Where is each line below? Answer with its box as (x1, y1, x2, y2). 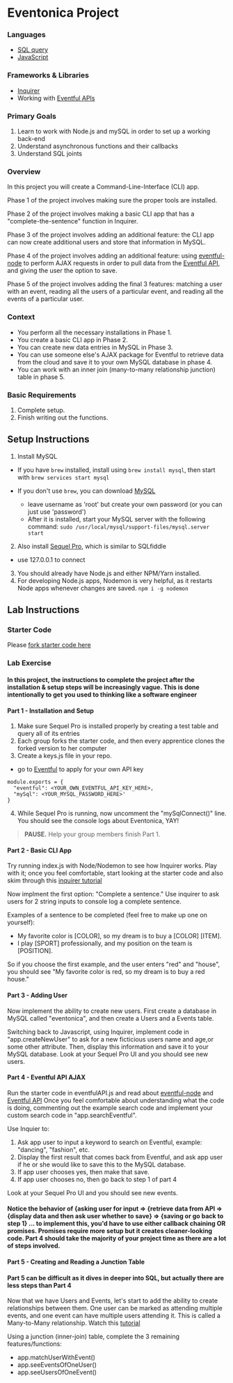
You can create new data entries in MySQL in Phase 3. (17, 343, 173, 351)
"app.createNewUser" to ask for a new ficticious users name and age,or (7, 1035, 214, 1043)
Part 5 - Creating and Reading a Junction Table (7, 1257, 145, 1266)
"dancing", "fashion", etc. (17, 1145, 90, 1153)
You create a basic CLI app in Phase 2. (17, 335, 129, 343)
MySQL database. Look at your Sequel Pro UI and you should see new (7, 1049, 209, 1058)
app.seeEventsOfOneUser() (17, 1361, 97, 1369)
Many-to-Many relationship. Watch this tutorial (7, 1319, 140, 1327)
